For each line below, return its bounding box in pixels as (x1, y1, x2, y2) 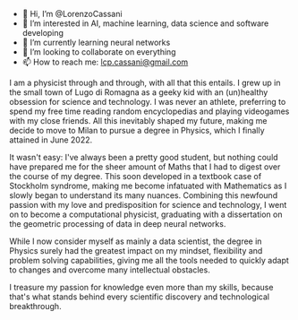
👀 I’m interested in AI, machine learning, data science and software (21, 18, 269, 29)
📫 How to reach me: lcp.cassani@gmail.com (21, 56, 189, 67)
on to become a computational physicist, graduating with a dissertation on (9, 209, 283, 220)
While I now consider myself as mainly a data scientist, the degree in (9, 236, 262, 246)
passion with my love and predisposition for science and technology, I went (9, 200, 287, 210)
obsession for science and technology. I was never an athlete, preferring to (9, 97, 286, 107)
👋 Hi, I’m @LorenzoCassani (21, 9, 123, 19)
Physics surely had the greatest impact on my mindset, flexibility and (9, 246, 263, 255)
